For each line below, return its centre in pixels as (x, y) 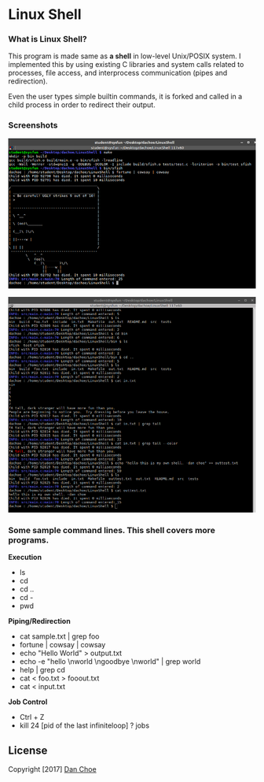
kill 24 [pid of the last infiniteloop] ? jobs (84, 725)
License (28, 750)
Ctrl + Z (32, 717)
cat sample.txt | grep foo (59, 636)
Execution (25, 558)
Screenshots (33, 125)
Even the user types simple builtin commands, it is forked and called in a (125, 97)
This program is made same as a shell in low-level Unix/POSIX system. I (125, 56)
